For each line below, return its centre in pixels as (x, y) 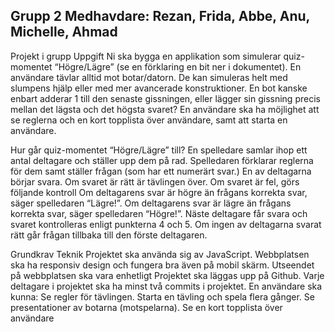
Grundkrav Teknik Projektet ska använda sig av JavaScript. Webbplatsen (160, 254)
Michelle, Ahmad (64, 32)
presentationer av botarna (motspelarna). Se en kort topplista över (146, 307)
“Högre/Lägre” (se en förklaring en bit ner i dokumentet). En (178, 66)
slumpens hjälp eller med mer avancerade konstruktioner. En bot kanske (159, 88)
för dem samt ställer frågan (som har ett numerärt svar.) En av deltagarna (161, 171)
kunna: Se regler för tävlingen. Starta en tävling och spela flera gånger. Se (162, 296)
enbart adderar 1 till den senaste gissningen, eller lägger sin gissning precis (165, 98)
